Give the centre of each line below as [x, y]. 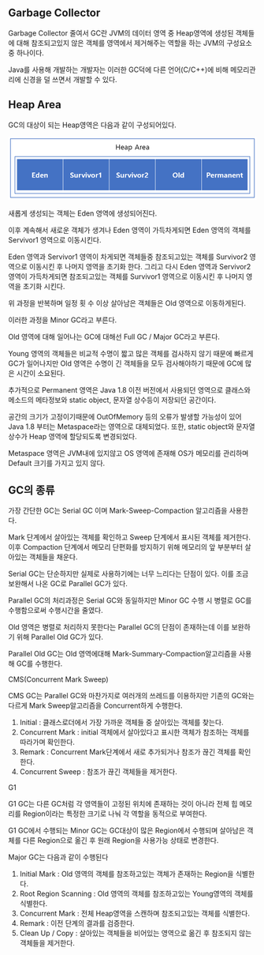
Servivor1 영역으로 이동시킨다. [55, 239]
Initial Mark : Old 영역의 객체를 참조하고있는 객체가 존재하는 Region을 [126, 874]
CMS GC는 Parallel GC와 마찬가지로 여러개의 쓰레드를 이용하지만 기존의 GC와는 [131, 696]
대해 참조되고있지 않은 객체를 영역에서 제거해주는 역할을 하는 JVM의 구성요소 [134, 43]
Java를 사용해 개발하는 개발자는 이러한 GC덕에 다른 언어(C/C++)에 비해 [118, 70]
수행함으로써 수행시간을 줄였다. [56, 611]
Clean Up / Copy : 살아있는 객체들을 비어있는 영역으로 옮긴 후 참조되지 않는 [136, 933]
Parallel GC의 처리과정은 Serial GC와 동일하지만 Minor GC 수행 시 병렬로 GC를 [130, 600]
